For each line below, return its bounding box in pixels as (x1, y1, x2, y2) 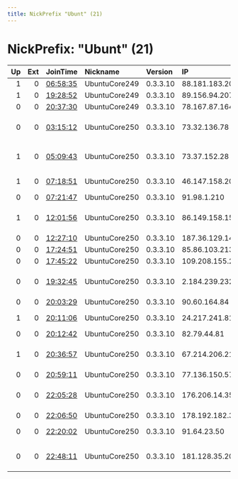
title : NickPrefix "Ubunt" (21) (7, 10, 103, 18)
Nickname (84, 67, 120, 77)
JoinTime (45, 67, 78, 77)
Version (146, 67, 174, 77)
